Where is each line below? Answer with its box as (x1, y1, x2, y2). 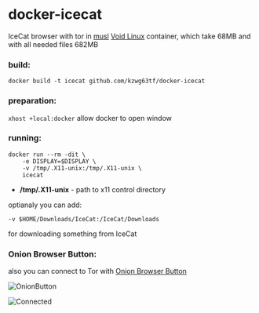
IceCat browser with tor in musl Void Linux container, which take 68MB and (8, 31, 251, 41)
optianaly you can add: (8, 200, 82, 209)
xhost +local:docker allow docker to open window (8, 113, 173, 122)
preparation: (8, 96, 57, 107)
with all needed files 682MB (8, 39, 99, 49)
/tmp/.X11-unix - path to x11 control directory (19, 184, 166, 194)
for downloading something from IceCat (8, 229, 137, 238)
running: (8, 133, 42, 144)
